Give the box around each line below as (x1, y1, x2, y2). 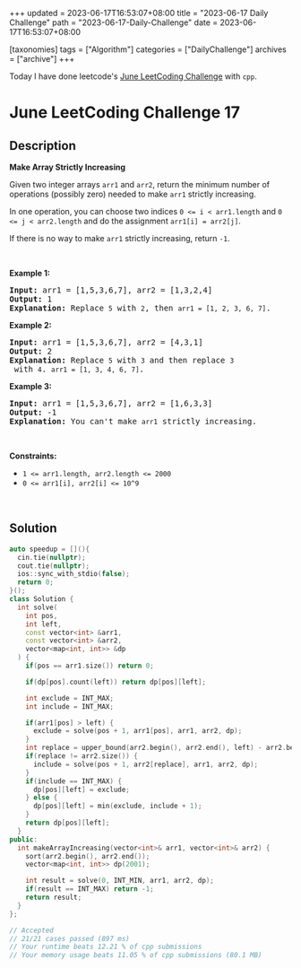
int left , (25, 619, 63, 629)
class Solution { (9, 595, 74, 604)
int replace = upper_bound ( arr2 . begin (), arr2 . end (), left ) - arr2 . (25, 744, 287, 753)
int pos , (25, 611, 58, 620)
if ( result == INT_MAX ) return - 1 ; (25, 885, 154, 894)
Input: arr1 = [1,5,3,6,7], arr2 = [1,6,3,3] (9, 398, 213, 408)
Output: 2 (9, 346, 52, 356)
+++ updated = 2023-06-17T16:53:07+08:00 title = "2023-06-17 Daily (9, 8, 269, 18)
